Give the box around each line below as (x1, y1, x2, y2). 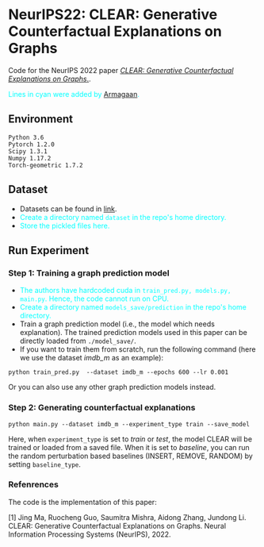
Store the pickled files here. (19, 221, 110, 230)
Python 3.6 (8, 133, 44, 141)
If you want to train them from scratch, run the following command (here (19, 345, 256, 354)
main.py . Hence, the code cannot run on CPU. (19, 294, 169, 303)
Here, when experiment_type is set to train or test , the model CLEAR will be (8, 434, 252, 444)
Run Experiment (8, 244, 90, 257)
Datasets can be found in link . (19, 204, 117, 214)
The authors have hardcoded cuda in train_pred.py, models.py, (19, 286, 231, 295)
